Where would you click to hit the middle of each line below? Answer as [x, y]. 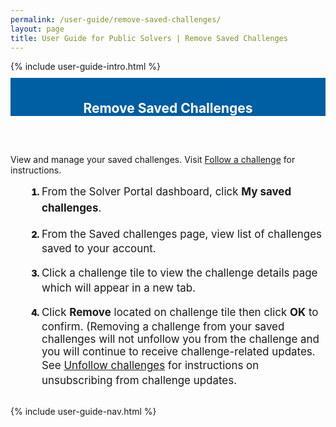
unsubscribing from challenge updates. [139, 380]
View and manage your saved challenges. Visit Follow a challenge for [153, 160]
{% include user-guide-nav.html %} [83, 411]
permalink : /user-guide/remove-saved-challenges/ [116, 19]
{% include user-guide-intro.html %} [85, 67]
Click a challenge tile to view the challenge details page [179, 273]
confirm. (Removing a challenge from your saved [163, 327]
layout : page [37, 29]
